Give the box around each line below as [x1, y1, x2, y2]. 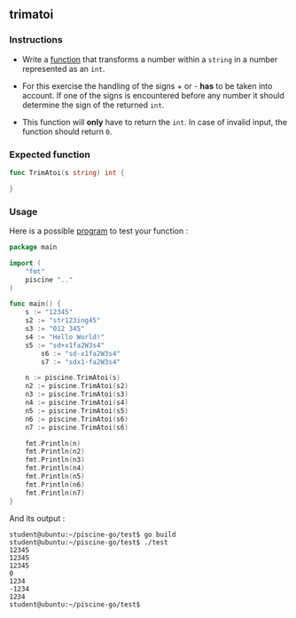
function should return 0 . [21, 126, 113, 137]
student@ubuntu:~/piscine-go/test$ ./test [9, 537, 168, 547]
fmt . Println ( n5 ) [25, 472, 86, 481]
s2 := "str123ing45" [25, 316, 101, 325]
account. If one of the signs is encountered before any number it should [21, 90, 285, 100]
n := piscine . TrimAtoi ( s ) [25, 373, 121, 383]
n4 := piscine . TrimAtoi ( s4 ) [25, 399, 129, 408]
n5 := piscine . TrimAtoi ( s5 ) [25, 406, 129, 416]
